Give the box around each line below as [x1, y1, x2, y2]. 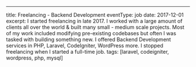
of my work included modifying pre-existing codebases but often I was [6, 30, 177, 36]
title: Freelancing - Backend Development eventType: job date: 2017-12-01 [6, 12, 184, 18]
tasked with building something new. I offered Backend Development [6, 36, 171, 43]
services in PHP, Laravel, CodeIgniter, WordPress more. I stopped [6, 42, 163, 49]
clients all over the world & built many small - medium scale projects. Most [6, 24, 185, 31]
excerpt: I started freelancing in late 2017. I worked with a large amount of [6, 18, 183, 24]
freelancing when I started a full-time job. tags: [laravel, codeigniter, [6, 49, 169, 55]
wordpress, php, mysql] [6, 54, 63, 61]
